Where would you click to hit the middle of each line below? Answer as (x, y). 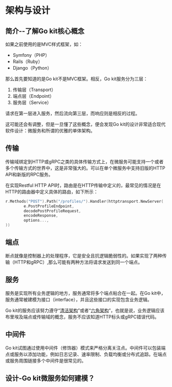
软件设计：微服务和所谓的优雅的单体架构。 (50, 131)
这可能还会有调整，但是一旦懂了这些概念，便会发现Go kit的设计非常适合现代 (85, 124)
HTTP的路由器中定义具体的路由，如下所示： (52, 191)
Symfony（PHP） (31, 55)
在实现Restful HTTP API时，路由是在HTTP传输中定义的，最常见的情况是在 (83, 185)
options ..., (37, 221)
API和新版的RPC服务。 (29, 174)
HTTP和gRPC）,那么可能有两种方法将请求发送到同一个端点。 (78, 262)
